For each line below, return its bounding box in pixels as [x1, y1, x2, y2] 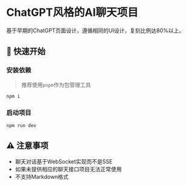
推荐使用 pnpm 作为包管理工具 [21, 81, 91, 88]
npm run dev [6, 122, 36, 128]
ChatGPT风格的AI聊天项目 [6, 5, 138, 19]
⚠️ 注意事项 [6, 140, 49, 151]
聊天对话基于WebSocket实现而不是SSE [15, 157, 113, 165]
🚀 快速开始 [6, 46, 46, 57]
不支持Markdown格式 [15, 173, 69, 180]
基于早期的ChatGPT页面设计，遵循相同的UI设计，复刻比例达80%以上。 [6, 27, 185, 34]
